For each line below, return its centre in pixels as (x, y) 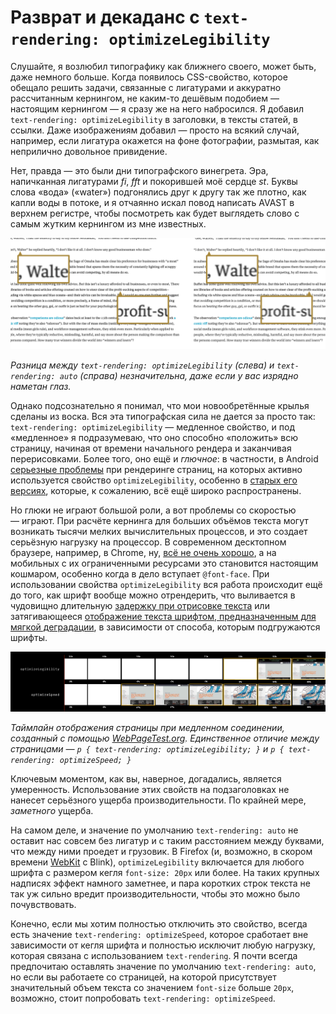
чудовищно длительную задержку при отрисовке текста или (140, 605)
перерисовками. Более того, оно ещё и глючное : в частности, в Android (164, 458)
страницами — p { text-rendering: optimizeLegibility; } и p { (147, 748)
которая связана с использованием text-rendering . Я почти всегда (154, 955)
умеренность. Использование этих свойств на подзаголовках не (150, 789)
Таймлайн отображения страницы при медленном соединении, (147, 727)
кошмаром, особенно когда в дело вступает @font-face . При (140, 573)
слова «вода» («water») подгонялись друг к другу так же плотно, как (158, 192)
